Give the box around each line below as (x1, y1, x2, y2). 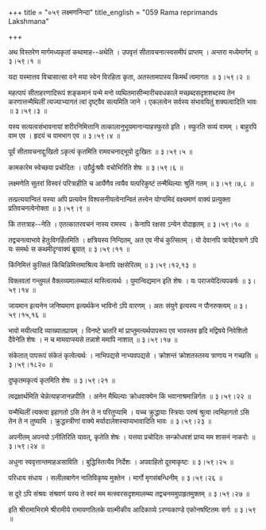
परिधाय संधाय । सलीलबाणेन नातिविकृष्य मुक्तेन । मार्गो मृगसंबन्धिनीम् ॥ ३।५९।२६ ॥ (8, 473, 223, 482)
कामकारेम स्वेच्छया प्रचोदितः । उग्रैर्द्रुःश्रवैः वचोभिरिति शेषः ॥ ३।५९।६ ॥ (8, 163, 183, 172)
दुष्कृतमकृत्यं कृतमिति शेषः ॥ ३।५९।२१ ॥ (8, 376, 115, 385)
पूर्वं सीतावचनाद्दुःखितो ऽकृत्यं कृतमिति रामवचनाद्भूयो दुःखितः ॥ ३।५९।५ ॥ (8, 147, 193, 156)
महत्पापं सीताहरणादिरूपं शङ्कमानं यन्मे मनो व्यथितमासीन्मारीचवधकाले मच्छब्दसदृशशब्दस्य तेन (8, 88, 236, 97)
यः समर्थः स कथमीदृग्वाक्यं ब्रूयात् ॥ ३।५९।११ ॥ (8, 244, 130, 254)
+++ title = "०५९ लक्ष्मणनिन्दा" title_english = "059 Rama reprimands (8, 8, 218, 17)
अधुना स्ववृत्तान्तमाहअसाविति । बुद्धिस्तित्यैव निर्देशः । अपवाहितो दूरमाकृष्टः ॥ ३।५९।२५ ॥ (8, 458, 234, 466)
